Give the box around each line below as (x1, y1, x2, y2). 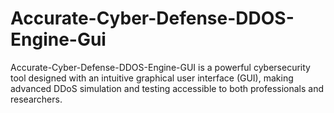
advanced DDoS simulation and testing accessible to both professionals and (10, 82, 325, 94)
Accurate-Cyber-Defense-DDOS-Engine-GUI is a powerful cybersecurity (10, 61, 311, 73)
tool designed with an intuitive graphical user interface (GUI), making (10, 72, 294, 84)
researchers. (10, 93, 63, 105)
